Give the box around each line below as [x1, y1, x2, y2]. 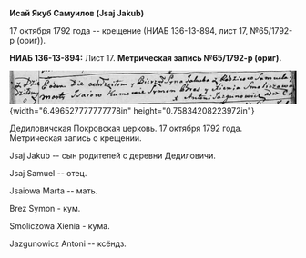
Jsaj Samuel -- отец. [9, 167, 87, 178]
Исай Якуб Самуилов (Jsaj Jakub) [9, 8, 144, 18]
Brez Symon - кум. [9, 203, 81, 213]
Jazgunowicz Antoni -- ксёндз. [9, 238, 127, 249]
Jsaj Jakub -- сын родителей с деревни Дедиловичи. [9, 150, 217, 161]
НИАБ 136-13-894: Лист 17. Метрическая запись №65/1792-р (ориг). [9, 53, 282, 63]
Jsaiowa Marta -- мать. [9, 185, 98, 196]
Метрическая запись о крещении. [9, 132, 142, 144]
